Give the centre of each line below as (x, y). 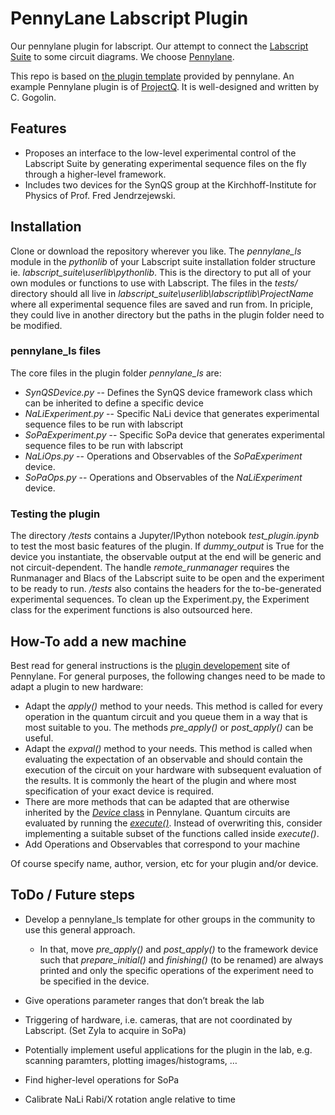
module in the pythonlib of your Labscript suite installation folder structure (163, 261)
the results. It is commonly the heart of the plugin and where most (160, 780)
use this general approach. (80, 929)
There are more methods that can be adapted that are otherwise (157, 801)
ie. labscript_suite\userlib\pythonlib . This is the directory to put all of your (161, 272)
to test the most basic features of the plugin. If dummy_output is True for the (167, 546)
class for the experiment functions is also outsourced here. (131, 610)
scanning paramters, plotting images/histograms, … (131, 1060)
